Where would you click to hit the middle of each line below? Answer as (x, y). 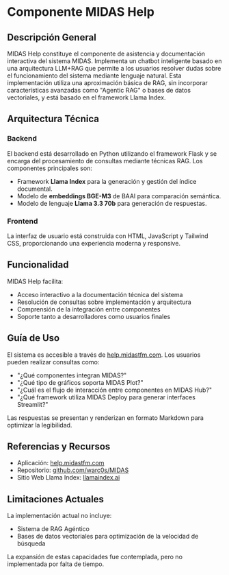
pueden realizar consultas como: (53, 362)
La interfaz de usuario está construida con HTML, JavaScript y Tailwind (108, 236)
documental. (35, 189)
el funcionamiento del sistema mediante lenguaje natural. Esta (94, 75)
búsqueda (31, 543)
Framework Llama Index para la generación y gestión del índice (107, 181)
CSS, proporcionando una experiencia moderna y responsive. (94, 243)
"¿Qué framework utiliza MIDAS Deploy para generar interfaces (106, 397)
